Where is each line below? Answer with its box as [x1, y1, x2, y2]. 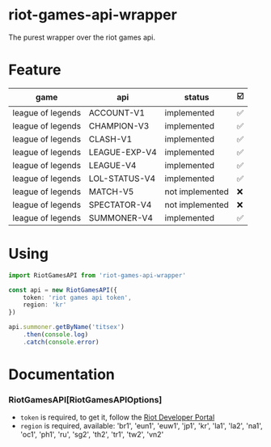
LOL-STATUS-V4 [88, 172, 156, 183]
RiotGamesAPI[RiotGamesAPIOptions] [8, 394, 163, 405]
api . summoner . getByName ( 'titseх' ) [8, 323, 125, 331]
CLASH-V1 [88, 133, 132, 145]
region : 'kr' [23, 301, 67, 309]
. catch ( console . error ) [23, 338, 100, 346]
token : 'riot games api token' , [23, 293, 132, 302]
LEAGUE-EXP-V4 [88, 146, 158, 158]
